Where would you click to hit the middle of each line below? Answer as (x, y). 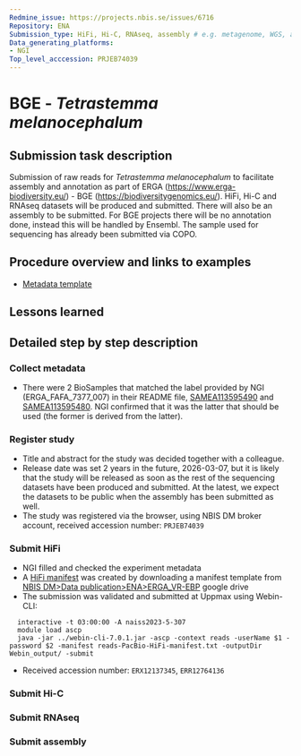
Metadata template (57, 284)
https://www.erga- (201, 186)
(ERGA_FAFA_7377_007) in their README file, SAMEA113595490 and (148, 397)
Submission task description (91, 155)
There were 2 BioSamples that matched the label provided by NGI (143, 387)
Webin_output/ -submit (52, 654)
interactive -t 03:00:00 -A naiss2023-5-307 (102, 623)
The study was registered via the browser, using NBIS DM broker (142, 516)
